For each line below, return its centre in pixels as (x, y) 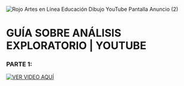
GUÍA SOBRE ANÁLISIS (64, 33)
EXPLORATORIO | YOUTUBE (77, 46)
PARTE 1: (19, 64)
